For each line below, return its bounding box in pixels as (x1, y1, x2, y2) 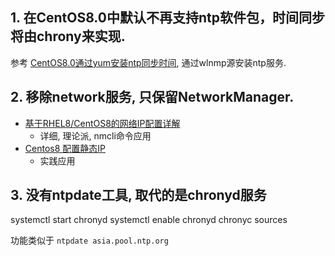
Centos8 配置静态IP (24, 142, 106, 154)
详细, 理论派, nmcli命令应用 (39, 129, 152, 142)
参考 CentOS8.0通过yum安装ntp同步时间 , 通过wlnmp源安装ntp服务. (10, 56, 287, 68)
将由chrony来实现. (10, 28, 126, 45)
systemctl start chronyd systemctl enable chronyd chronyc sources (10, 214, 288, 226)
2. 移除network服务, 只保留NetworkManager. (10, 89, 295, 106)
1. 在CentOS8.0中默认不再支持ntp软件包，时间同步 (10, 9, 325, 27)
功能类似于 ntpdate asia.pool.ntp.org (10, 234, 169, 247)
